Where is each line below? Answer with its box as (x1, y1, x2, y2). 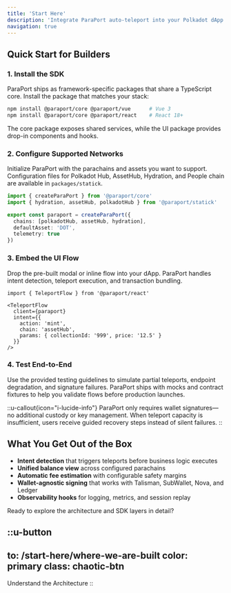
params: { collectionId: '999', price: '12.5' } (19, 332, 162, 339)
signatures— (182, 403, 219, 412)
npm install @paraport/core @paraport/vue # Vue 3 (7, 105, 171, 112)
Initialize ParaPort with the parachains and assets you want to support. (7, 165, 208, 173)
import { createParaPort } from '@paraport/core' (7, 192, 153, 200)
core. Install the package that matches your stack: (7, 92, 150, 101)
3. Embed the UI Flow (7, 253, 79, 263)
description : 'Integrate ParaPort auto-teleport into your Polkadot (7, 17, 208, 23)
